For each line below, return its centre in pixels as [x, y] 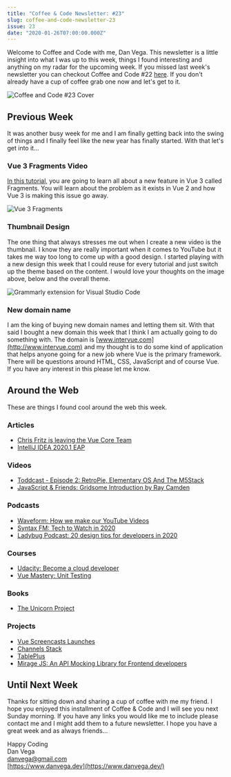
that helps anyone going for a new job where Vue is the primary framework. [114, 354]
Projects [21, 627]
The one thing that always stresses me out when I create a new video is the [114, 242]
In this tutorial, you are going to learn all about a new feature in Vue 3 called [114, 181]
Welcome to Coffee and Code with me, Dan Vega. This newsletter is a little [113, 52]
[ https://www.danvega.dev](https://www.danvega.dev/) [86, 766]
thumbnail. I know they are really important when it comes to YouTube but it [114, 249]
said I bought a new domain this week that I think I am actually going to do [112, 332]
